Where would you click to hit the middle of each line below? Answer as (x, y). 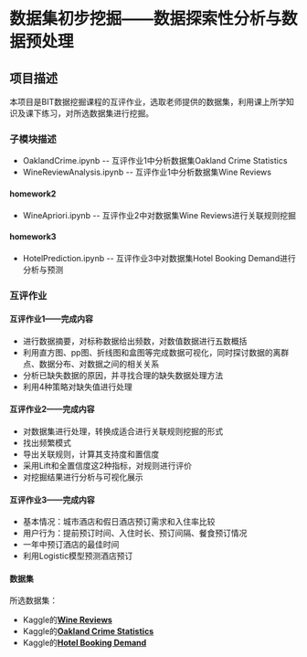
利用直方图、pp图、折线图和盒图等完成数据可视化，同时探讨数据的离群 (156, 352)
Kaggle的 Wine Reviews (67, 620)
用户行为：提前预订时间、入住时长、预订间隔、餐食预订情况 (135, 533)
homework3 (33, 237)
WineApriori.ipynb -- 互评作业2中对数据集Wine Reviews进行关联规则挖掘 (159, 215)
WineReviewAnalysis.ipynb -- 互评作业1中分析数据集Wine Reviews (147, 172)
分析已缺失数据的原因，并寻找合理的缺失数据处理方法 (123, 375)
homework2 (33, 194)
